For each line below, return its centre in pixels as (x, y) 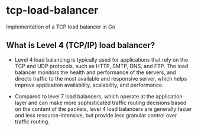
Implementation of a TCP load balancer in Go (61, 27)
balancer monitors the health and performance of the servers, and (95, 72)
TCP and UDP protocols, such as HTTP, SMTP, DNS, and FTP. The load (101, 66)
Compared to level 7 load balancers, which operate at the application (99, 96)
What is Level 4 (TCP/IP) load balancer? (81, 45)
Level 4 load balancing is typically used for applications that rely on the (101, 59)
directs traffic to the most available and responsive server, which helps (101, 78)
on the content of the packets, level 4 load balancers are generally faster (103, 109)
